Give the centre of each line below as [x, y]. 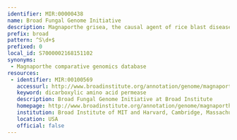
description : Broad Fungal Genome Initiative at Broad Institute [115, 100]
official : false [41, 126]
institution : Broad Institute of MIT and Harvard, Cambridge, [110, 112]
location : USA [37, 119]
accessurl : [33, 86]
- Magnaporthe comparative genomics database [78, 66]
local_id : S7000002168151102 [50, 54]
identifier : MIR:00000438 [45, 14]
